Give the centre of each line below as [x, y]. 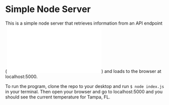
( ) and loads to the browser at [83, 71]
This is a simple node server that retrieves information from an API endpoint [84, 23]
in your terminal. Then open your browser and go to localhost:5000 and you [84, 91]
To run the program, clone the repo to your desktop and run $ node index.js [85, 86]
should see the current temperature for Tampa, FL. [58, 97]
